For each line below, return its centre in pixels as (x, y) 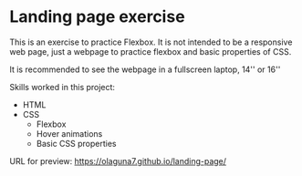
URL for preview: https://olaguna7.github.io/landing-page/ (118, 160)
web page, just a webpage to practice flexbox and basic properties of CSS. (151, 51)
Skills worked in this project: (62, 87)
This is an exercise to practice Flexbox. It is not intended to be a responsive (151, 42)
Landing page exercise (97, 17)
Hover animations (69, 133)
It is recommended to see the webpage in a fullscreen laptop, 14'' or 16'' (145, 69)
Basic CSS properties (76, 143)
